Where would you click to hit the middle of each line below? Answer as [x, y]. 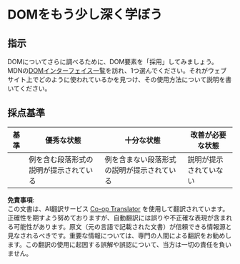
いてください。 [29, 88]
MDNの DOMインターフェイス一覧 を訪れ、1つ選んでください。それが [108, 71]
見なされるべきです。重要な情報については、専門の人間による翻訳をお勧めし [120, 235]
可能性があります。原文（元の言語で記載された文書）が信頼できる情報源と [122, 226]
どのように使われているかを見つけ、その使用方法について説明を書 [135, 80]
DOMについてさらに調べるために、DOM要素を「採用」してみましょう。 [112, 62]
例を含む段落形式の [61, 159]
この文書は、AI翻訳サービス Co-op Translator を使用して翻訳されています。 [118, 208]
